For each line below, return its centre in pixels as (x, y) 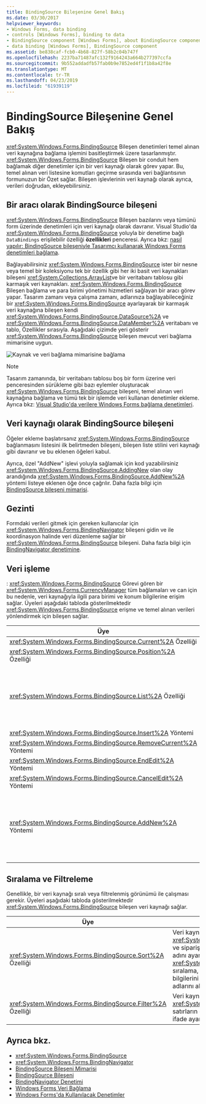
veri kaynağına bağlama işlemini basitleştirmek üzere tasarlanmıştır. (91, 153)
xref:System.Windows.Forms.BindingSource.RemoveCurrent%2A (103, 743)
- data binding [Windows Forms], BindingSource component (82, 47)
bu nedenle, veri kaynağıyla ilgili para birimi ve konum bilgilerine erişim (96, 596)
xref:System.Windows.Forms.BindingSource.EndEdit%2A (92, 760)
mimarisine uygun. (30, 342)
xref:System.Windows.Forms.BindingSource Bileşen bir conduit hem (93, 160)
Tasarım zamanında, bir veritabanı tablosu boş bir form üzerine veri (91, 378)
